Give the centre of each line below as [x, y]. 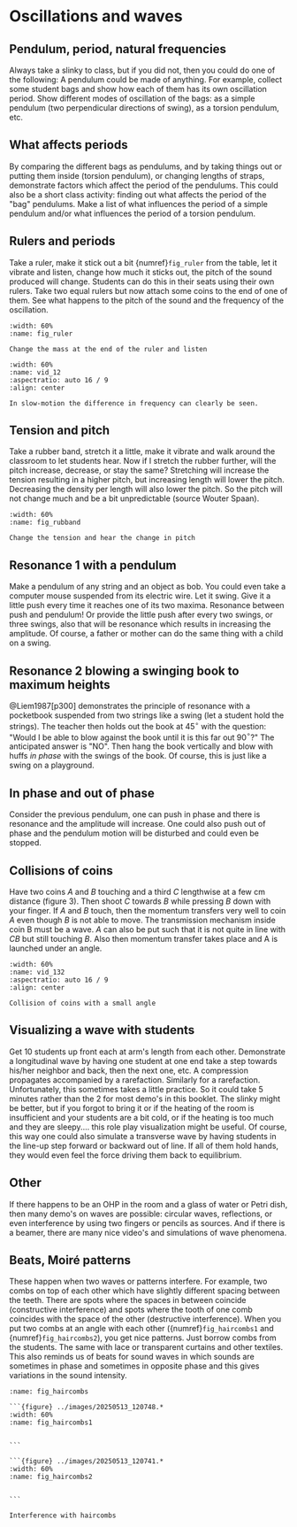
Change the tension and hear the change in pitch [103, 538]
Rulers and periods [62, 241]
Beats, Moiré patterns [70, 1260]
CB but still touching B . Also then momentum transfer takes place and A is [144, 939]
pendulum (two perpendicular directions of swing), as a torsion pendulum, [145, 108]
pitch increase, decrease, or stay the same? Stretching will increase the [139, 470]
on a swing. [30, 643]
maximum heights [60, 685]
